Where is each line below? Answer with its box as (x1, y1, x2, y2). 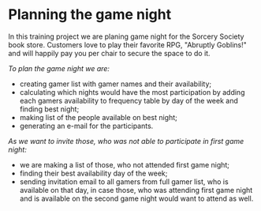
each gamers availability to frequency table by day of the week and (19, 96, 239, 105)
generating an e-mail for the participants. (19, 121, 154, 130)
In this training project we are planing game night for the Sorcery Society (8, 32, 244, 41)
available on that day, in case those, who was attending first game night (19, 185, 253, 194)
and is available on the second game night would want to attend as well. (19, 194, 254, 203)
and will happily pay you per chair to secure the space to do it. (8, 48, 211, 58)
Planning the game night (8, 6, 172, 24)
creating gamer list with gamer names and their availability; (19, 79, 212, 89)
